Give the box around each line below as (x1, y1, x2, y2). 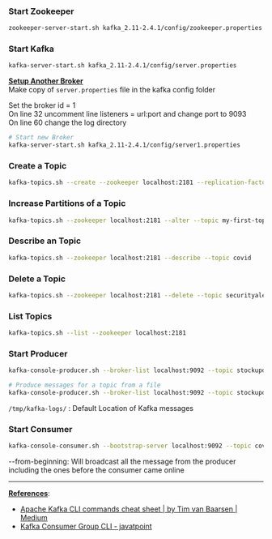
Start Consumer (8, 423, 73, 434)
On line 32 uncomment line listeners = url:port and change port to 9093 (8, 109, 247, 119)
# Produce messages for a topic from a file (8, 381, 161, 390)
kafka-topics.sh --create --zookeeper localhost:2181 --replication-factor (8, 178, 270, 187)
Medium (19, 513, 49, 523)
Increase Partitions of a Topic (8, 198, 126, 209)
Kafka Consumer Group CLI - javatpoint (19, 521, 152, 532)
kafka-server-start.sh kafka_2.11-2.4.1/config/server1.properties (8, 141, 241, 149)
